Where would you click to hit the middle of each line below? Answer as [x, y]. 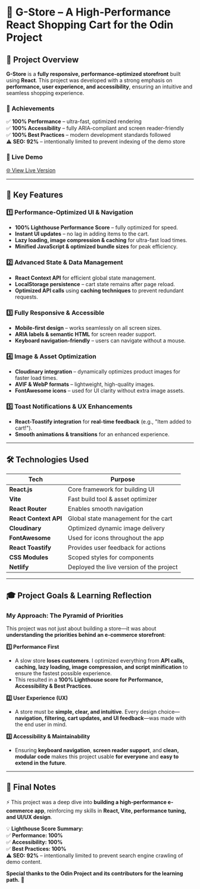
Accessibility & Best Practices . [53, 686]
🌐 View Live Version [31, 170]
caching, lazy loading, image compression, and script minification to [101, 667]
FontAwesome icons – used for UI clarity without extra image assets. [100, 391]
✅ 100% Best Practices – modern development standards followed [88, 135]
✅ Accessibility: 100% [35, 842]
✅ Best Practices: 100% [36, 848]
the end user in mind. [41, 724]
